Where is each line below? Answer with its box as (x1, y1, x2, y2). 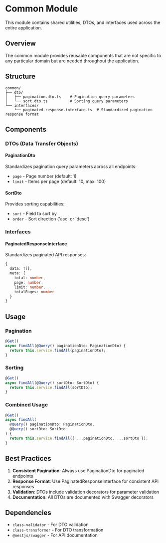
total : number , (14, 275, 46, 281)
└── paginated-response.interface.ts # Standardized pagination (14, 107, 153, 112)
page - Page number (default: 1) (12, 173, 77, 180)
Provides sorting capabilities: (5, 201, 65, 207)
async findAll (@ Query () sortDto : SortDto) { (5, 380, 99, 385)
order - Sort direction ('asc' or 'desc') (12, 216, 90, 222)
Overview (5, 39, 36, 48)
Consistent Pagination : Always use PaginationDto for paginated (12, 467, 145, 474)
